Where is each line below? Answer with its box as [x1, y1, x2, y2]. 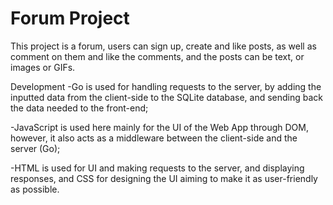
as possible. [10, 183, 60, 195]
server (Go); [10, 142, 61, 154]
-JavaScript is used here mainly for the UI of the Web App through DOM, [10, 121, 309, 133]
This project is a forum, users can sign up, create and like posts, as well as [10, 40, 317, 52]
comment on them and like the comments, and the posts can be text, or [10, 50, 305, 62]
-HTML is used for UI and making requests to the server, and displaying [10, 162, 305, 174]
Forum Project [10, 7, 130, 30]
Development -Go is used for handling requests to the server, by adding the [10, 80, 322, 92]
